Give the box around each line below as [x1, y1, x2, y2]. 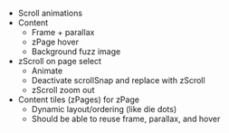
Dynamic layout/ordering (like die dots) [31, 104, 177, 114]
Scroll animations [17, 8, 83, 18]
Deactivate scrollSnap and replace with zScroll [31, 75, 205, 85]
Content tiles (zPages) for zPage [17, 94, 140, 105]
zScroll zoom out [31, 85, 95, 95]
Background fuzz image [31, 46, 121, 57]
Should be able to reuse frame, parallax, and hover [31, 113, 221, 124]
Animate [31, 65, 63, 76]
